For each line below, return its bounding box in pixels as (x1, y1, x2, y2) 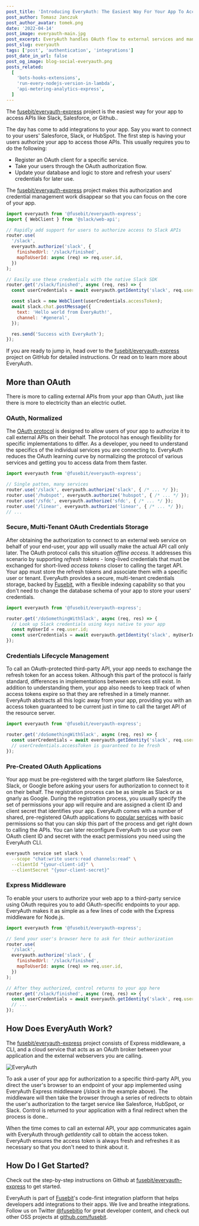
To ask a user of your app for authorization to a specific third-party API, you (6, 1075, 191, 1082)
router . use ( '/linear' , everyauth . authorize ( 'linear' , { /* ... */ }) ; (6, 503, 184, 509)
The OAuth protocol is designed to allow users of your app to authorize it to (6, 427, 190, 434)
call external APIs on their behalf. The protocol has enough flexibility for (6, 434, 181, 441)
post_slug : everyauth (6, 42, 60, 48)
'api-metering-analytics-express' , (17, 86, 105, 92)
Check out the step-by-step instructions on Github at (6, 1176, 135, 1183)
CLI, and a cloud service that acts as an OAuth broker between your (6, 1045, 172, 1052)
